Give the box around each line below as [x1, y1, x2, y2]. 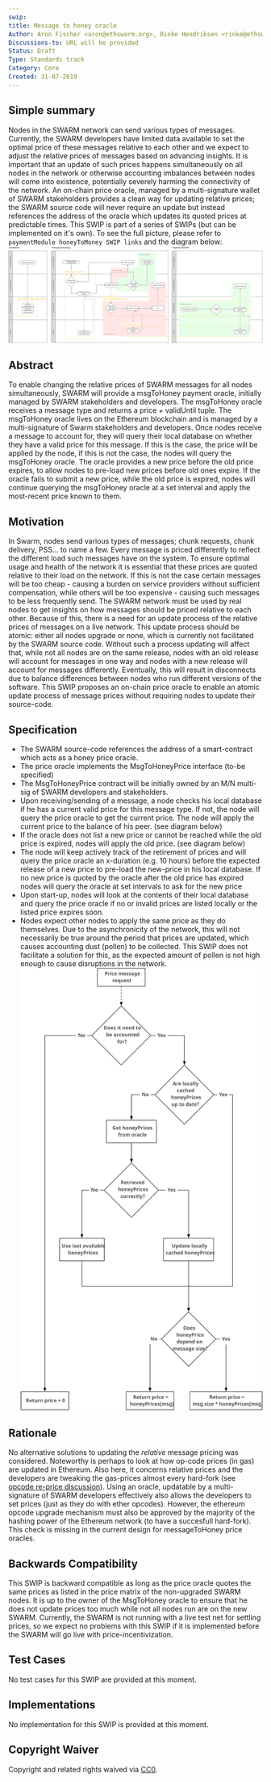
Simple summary [8, 103, 95, 117]
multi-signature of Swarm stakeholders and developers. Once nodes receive [8, 422, 262, 432]
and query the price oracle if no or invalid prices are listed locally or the [19, 898, 258, 908]
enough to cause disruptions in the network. [19, 958, 168, 969]
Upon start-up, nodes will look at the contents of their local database [19, 889, 249, 900]
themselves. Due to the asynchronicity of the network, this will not [19, 924, 240, 934]
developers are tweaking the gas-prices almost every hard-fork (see [8, 1473, 236, 1483]
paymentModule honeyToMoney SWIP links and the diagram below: [8, 237, 223, 246]
